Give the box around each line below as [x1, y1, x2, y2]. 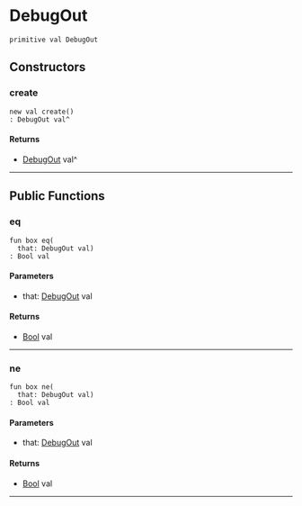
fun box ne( [9, 383, 54, 392]
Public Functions [9, 188, 105, 203]
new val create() [9, 107, 75, 116]
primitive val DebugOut [9, 35, 99, 44]
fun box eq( [9, 236, 54, 245]
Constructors [9, 59, 86, 75]
